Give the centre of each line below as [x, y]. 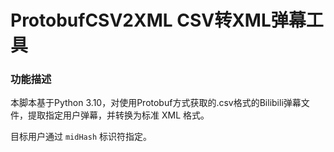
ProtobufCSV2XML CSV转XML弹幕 [158, 20]
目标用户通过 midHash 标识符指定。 [81, 137]
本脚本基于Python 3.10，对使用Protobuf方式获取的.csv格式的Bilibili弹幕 [156, 103]
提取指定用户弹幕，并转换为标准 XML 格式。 [118, 115]
